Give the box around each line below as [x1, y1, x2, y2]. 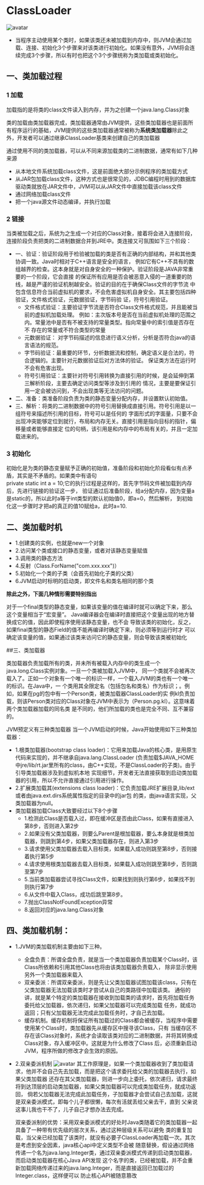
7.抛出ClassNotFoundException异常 [24, 898, 113, 906]
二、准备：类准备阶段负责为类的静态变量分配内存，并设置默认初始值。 [15, 394, 191, 402]
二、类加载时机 [6, 522, 63, 533]
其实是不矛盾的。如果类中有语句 [16, 472, 97, 480]
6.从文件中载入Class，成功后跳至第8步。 [24, 891, 126, 898]
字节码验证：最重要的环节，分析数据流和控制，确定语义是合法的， [24, 349, 189, 356]
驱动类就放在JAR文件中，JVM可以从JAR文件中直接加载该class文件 [15, 183, 182, 190]
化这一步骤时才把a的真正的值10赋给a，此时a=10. [6, 503, 127, 510]
